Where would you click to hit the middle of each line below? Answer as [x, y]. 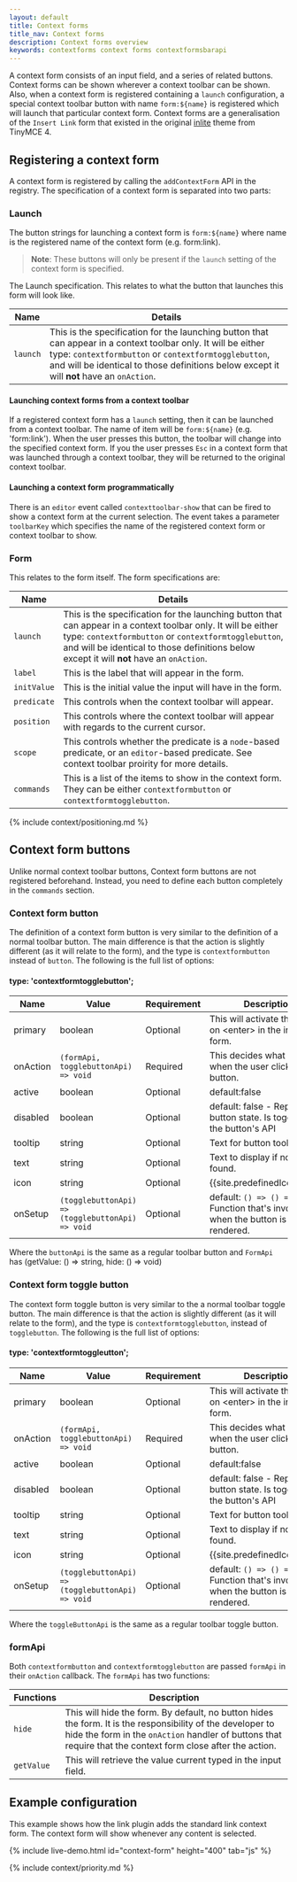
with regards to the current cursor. [134, 727]
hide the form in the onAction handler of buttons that [173, 1735]
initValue [34, 687]
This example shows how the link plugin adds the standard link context [138, 1824]
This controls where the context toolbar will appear [169, 716]
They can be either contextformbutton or [147, 789]
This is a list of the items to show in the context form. [172, 778]
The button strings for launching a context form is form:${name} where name [148, 233]
